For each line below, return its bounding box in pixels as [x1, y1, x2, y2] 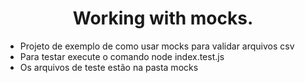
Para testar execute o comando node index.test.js [19, 50, 225, 62]
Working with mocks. [72, 7, 254, 30]
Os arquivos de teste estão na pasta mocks [19, 61, 199, 73]
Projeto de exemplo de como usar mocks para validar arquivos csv [19, 40, 295, 52]
